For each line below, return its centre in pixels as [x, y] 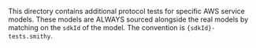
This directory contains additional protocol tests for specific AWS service [127, 11]
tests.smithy [30, 36]
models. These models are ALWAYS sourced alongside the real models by [128, 19]
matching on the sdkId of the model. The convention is [96, 27]
